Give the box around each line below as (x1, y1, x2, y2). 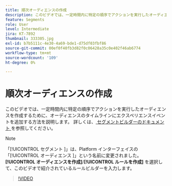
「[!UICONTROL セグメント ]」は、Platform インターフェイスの (5, 146, 138, 152)
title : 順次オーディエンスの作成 (5, 7, 67, 13)
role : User (5, 22, 29, 27)
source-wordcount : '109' (5, 55, 58, 60)
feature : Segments (5, 17, 45, 22)
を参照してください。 (11, 125, 56, 131)
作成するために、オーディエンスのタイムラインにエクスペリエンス (14, 112, 152, 118)
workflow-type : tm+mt (5, 50, 52, 55)
